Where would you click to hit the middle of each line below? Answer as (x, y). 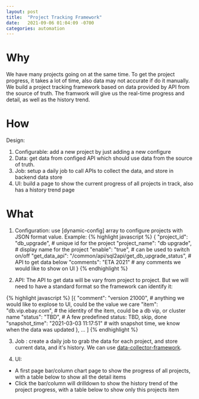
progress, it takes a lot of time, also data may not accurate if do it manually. (98, 81)
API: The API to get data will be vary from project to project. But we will (102, 280)
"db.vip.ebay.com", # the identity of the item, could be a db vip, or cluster (96, 311)
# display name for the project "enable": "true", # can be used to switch (102, 250)
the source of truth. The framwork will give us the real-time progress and (95, 94)
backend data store (38, 177)
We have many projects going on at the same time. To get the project (91, 75)
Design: (15, 140)
